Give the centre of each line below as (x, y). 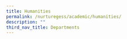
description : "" (26, 22)
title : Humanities (28, 11)
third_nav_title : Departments (43, 27)
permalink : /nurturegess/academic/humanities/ (64, 17)
